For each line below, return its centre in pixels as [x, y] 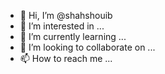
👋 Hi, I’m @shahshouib [66, 15]
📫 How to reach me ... [66, 58]
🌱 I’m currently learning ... [73, 36]
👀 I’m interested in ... [62, 26]
